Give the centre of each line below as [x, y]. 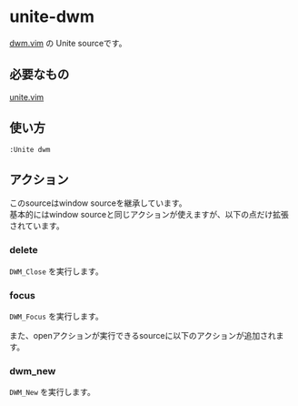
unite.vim [27, 96]
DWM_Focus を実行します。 [56, 316]
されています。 [37, 226]
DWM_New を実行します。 [52, 392]
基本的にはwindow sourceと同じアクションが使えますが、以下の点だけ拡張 [149, 215]
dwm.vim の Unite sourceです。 [68, 43]
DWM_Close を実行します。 [56, 271]
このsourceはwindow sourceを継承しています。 [98, 203]
